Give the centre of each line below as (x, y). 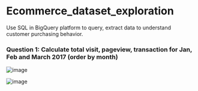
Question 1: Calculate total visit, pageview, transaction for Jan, (99, 49)
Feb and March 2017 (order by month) (62, 57)
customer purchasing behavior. (45, 34)
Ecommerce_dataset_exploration (90, 11)
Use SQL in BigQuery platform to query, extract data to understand (88, 28)
